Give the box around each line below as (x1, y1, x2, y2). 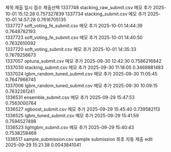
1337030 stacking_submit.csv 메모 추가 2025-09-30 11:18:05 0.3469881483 (5, 64, 164, 70)
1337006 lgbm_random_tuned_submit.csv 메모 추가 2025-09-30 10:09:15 (5, 83, 158, 88)
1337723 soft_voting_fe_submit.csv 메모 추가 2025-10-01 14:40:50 (5, 35, 143, 40)
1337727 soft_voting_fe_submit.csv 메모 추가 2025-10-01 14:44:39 (5, 22, 143, 29)
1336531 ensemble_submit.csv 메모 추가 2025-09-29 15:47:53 (5, 94, 135, 100)
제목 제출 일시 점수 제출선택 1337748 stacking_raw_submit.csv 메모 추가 (5, 5, 152, 10)
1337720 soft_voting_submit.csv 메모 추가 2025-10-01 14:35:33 (5, 46, 137, 52)
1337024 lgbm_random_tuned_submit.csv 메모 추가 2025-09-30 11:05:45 (5, 71, 158, 77)
